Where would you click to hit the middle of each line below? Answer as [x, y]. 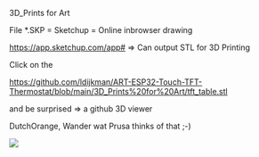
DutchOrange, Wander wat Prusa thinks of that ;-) [100, 126]
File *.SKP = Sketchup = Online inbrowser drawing [101, 30]
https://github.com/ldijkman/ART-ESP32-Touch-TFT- [106, 82]
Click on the [31, 65]
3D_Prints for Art [40, 13]
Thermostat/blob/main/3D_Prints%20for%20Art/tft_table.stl [119, 91]
